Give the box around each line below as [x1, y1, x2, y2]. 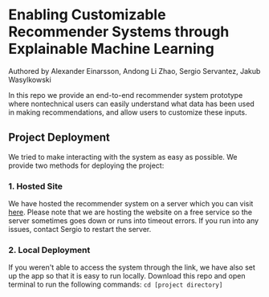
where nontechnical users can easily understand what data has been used [8, 99, 255, 108]
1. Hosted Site [8, 181, 63, 192]
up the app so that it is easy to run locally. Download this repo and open [8, 271, 247, 281]
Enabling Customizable [8, 6, 166, 24]
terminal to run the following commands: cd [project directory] [8, 279, 223, 290]
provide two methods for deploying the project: [8, 161, 165, 170]
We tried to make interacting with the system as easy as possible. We [8, 152, 238, 161]
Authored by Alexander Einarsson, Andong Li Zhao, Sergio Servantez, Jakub [8, 66, 261, 75]
